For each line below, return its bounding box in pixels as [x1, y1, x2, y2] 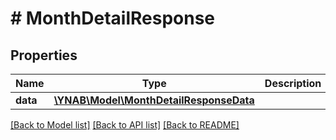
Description [264, 77, 322, 90]
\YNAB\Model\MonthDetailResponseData [53, 93, 255, 107]
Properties [10, 47, 78, 64]
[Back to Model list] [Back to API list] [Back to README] [10, 119, 240, 131]
